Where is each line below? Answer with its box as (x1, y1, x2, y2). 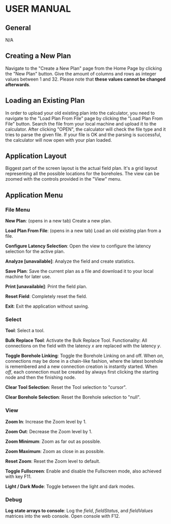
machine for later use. (5, 273, 51, 280)
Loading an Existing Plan (5, 96, 85, 105)
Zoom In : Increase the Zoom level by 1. (5, 418, 87, 425)
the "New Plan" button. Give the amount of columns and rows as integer (5, 70, 157, 77)
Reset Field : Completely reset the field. (5, 293, 88, 300)
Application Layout (5, 152, 67, 161)
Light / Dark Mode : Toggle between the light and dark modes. (5, 483, 135, 489)
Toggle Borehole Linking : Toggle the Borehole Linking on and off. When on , (5, 353, 164, 359)
